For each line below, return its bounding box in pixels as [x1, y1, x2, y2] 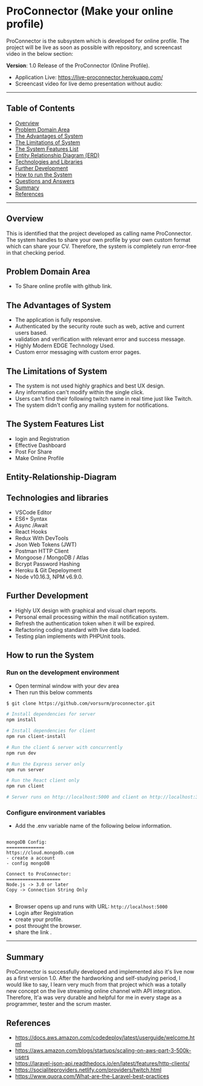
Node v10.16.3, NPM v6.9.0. [14, 573, 83, 580]
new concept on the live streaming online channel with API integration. [6, 987, 182, 995]
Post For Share [14, 447, 53, 455]
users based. [14, 329, 48, 337]
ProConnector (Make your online [6, 4, 173, 18]
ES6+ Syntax [14, 515, 48, 523]
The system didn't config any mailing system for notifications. [14, 401, 169, 409]
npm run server [6, 766, 45, 773]
